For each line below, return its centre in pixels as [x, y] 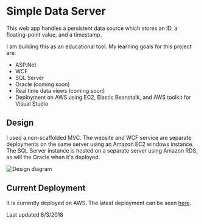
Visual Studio [32, 103]
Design [20, 123]
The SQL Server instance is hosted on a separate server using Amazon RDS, [102, 150]
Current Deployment [46, 188]
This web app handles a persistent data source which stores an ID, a [92, 28]
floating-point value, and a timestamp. [54, 34]
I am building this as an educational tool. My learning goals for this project [99, 46]
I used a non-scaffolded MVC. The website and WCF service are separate [99, 137]
